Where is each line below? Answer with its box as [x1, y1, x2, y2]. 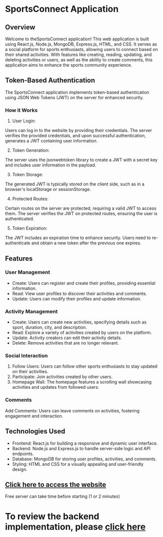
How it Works [5, 107, 38, 113]
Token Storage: [12, 172, 43, 178]
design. [12, 466, 28, 472]
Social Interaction [5, 352, 48, 359]
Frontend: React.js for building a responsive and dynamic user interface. [12, 440, 158, 446]
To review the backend [5, 510, 99, 522]
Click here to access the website [5, 480, 106, 489]
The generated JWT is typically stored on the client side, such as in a [5, 181, 144, 187]
